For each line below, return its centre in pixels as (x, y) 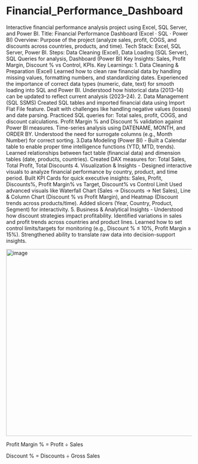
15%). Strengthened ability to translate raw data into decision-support (91, 234)
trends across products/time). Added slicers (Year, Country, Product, (89, 203)
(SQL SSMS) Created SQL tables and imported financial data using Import (95, 102)
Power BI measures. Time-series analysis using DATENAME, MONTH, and (96, 128)
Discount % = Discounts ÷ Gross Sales (53, 456)
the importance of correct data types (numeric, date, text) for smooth (90, 83)
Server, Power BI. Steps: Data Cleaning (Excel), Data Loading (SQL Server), (97, 52)
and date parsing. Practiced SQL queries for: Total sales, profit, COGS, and (97, 115)
